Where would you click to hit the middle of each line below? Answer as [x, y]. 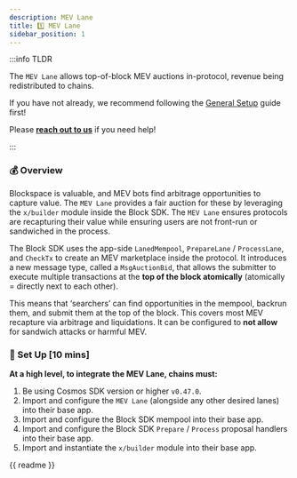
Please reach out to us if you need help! [83, 130]
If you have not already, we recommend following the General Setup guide [145, 103]
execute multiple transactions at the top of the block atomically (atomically [147, 276]
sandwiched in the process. [60, 231]
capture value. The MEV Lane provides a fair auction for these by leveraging [146, 203]
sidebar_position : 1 [48, 34]
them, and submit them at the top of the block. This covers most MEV [136, 313]
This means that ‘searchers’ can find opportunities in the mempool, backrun [148, 303]
